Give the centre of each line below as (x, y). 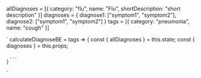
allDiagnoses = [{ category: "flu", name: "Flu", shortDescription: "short (93, 9)
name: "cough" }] (28, 28)
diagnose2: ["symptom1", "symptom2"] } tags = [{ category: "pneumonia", (98, 21)
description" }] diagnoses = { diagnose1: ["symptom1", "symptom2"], (91, 15)
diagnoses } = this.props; (37, 46)
